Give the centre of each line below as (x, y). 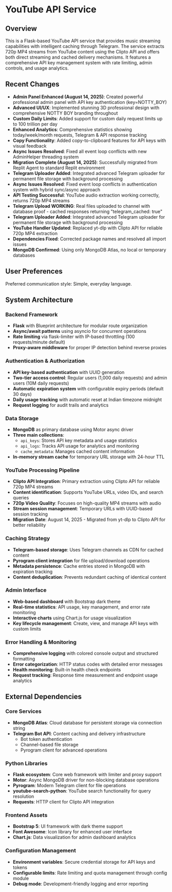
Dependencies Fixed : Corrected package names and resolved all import (89, 239)
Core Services (24, 711)
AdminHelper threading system (46, 157)
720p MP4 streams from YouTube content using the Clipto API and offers (83, 52)
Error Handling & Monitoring (41, 642)
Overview (21, 29)
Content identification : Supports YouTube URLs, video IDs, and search (88, 492)
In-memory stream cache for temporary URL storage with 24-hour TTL (89, 457)
